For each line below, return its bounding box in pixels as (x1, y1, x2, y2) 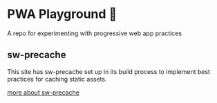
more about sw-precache (7, 88, 79, 96)
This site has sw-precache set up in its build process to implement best (7, 67, 211, 75)
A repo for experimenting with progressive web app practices (7, 29, 182, 37)
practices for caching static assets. (7, 75, 107, 83)
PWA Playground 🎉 (7, 6, 117, 22)
